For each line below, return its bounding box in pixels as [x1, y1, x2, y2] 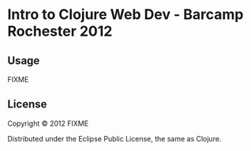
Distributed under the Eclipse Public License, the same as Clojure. [7, 134, 222, 143]
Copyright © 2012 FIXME [7, 119, 88, 128]
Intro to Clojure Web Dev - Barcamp [7, 6, 244, 24]
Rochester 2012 [7, 22, 113, 40]
